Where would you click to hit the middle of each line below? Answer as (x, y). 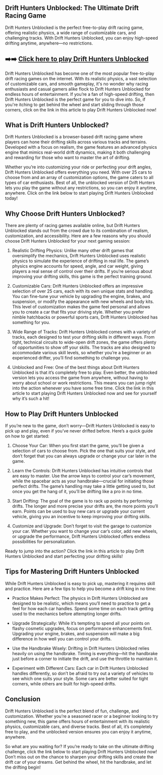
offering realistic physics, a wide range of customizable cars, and (71, 33)
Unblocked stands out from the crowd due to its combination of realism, (77, 231)
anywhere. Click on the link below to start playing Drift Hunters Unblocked (79, 193)
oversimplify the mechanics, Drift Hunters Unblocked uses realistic (79, 256)
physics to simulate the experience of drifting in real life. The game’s (81, 261)
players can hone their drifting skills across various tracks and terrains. (76, 142)
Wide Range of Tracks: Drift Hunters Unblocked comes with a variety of (84, 332)
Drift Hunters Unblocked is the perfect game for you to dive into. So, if (75, 99)
